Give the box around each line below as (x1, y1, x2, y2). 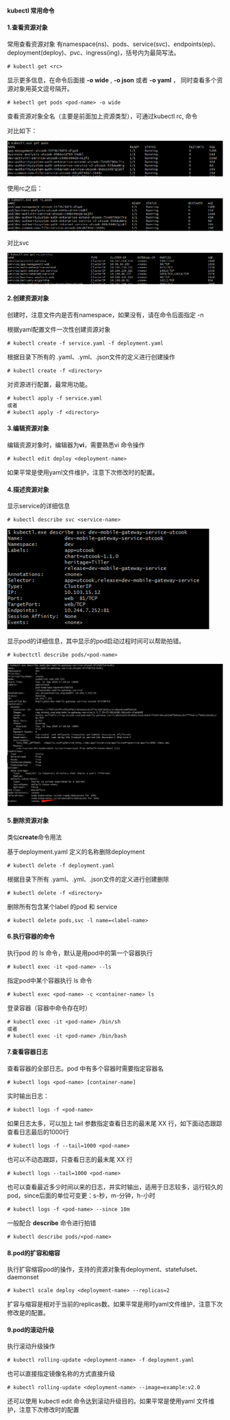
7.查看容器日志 (7, 1048, 49, 1056)
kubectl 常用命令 (7, 6, 55, 14)
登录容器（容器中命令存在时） (7, 1003, 91, 1012)
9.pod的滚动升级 (7, 1325, 55, 1333)
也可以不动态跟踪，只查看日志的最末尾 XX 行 (7, 1156, 133, 1164)
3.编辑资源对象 (7, 424, 49, 433)
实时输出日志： (7, 1092, 49, 1100)
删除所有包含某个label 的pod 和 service (7, 902, 118, 911)
